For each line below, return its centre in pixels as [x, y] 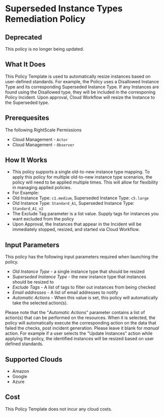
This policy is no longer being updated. [45, 49]
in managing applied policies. [42, 188]
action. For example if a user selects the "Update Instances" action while [79, 333]
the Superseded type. [27, 102]
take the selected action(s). [40, 303]
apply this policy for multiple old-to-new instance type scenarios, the [82, 177]
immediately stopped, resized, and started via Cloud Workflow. [76, 229]
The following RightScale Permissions [43, 130]
